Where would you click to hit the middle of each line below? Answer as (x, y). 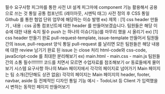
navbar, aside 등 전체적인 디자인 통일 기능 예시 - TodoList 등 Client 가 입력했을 (82, 81)
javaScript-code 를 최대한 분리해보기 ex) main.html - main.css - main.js (76, 56)
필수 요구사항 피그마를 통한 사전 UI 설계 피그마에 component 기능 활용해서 (77, 7)
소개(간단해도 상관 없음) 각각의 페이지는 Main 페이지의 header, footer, (83, 74)
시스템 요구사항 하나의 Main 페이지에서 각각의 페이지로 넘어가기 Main (81, 68)
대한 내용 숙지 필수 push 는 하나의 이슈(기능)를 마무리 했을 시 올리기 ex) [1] (86, 32)
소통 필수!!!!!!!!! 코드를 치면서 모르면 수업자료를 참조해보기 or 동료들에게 (82, 62)
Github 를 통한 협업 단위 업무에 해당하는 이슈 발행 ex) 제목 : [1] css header (77, 19)
